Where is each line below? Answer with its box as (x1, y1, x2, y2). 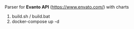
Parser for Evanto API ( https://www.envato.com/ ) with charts (4, 4, 129, 10)
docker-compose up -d (11, 19, 60, 24)
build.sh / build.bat (11, 14, 50, 19)
